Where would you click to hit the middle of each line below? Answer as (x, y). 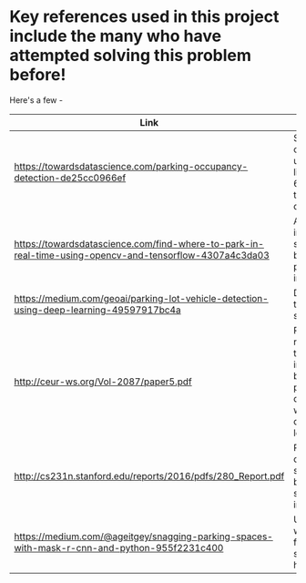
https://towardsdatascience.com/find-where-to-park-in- (139, 243)
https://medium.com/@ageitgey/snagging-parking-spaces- (143, 537)
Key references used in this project (144, 17)
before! (38, 75)
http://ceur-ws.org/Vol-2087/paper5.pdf (103, 382)
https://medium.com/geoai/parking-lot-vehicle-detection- (141, 298)
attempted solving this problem (131, 56)
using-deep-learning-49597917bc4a (97, 310)
